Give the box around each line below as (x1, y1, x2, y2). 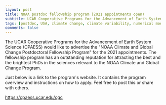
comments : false (5, 26, 39, 30)
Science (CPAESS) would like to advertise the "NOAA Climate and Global (5, 44, 153, 50)
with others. (5, 85, 30, 91)
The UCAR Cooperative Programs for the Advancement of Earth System (5, 39, 152, 45)
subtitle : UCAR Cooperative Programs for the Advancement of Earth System (5, 16, 163, 21)
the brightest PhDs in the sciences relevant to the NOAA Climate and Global (5, 60, 159, 66)
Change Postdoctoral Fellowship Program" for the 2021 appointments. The (5, 50, 157, 55)
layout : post (5, 7, 32, 12)
